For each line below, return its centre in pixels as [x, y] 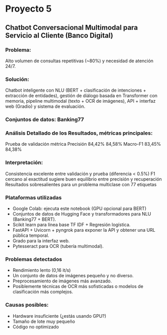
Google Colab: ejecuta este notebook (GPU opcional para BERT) [79, 208]
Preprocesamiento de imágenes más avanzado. [62, 281]
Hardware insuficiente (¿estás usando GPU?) [59, 316]
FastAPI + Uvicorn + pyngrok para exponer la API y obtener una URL [84, 230]
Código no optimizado [36, 326]
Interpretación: [24, 162]
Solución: [17, 79]
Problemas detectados [34, 259]
